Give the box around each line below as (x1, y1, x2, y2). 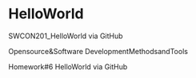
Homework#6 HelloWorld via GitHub (8, 61, 128, 72)
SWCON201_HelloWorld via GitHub (8, 31, 123, 41)
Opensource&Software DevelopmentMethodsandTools (8, 46, 188, 56)
